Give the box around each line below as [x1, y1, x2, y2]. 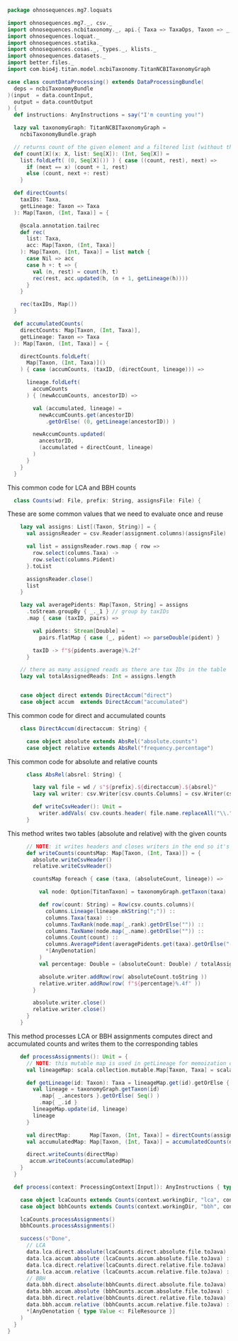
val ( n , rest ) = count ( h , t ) [33, 268, 119, 275]
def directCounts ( [13, 189, 69, 197]
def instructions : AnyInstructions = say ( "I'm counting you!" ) [13, 111, 204, 118]
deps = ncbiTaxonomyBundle [13, 85, 93, 92]
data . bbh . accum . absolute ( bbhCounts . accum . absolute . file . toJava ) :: [25, 1288, 233, 1295]
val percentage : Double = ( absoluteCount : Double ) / [38, 960, 198, 968]
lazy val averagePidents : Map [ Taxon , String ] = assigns [20, 602, 189, 609]
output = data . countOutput [13, 98, 93, 106]
